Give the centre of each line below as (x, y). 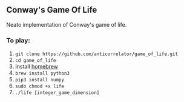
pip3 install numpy (40, 80)
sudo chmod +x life (40, 87)
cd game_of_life (35, 61)
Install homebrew (37, 67)
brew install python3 (42, 73)
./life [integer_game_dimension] (57, 93)
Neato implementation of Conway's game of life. (67, 24)
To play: (18, 40)
